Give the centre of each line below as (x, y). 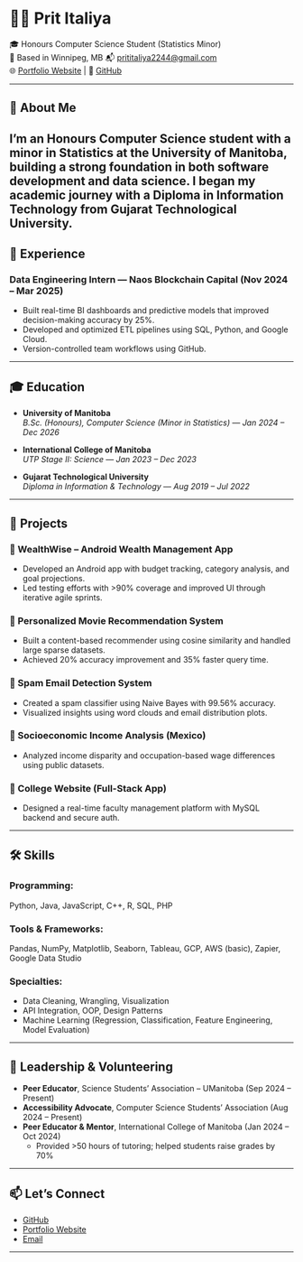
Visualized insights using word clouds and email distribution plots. (145, 712)
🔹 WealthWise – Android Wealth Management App (121, 549)
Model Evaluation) (56, 1030)
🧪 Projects (39, 523)
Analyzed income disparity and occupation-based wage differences (149, 755)
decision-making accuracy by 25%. (88, 320)
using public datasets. (64, 765)
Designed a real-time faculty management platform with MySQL (141, 808)
